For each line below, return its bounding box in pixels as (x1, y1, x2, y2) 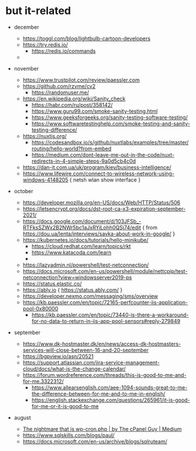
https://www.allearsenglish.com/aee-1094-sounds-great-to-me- (31, 383, 188, 391)
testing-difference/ (31, 126, 77, 133)
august (13, 414, 31, 421)
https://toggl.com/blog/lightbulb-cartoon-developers (22, 35, 151, 42)
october (13, 187, 33, 194)
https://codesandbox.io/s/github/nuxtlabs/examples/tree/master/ (31, 139, 189, 146)
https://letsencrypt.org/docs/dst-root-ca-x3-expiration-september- (22, 205, 186, 212)
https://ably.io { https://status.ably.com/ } (22, 286, 123, 293)
